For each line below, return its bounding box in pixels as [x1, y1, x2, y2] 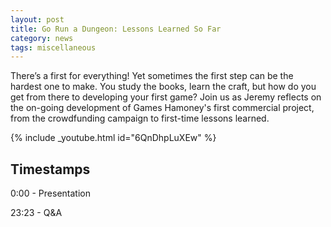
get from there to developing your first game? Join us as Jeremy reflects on [10, 91, 322, 103]
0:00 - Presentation [10, 187, 91, 200]
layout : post [10, 14, 65, 25]
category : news [10, 33, 74, 43]
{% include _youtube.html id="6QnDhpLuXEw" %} [10, 132, 217, 144]
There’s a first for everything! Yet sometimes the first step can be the [10, 70, 294, 82]
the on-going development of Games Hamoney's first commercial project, [10, 102, 315, 114]
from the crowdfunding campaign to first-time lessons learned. [10, 112, 270, 125]
